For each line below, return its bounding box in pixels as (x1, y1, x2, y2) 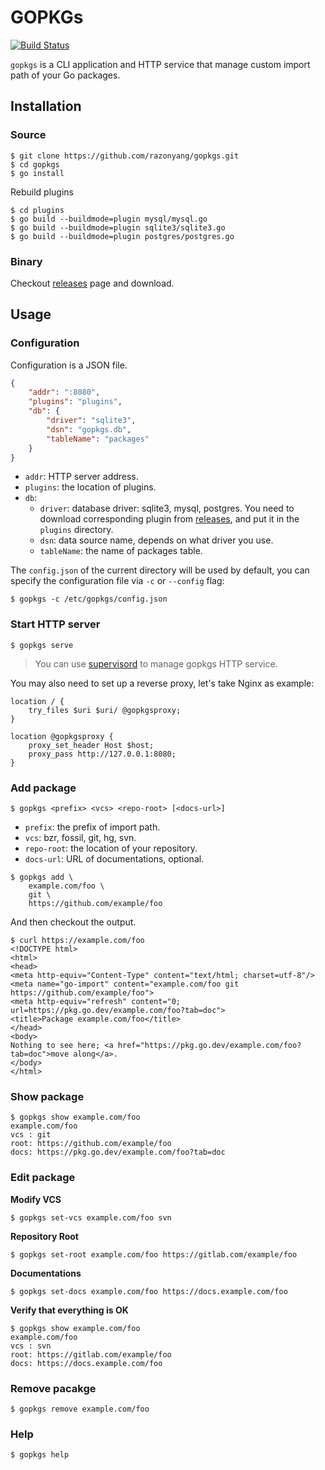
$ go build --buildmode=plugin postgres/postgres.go (10, 231, 235, 241)
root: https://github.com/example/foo (10, 1139, 172, 1149)
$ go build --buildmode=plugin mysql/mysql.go (10, 214, 208, 224)
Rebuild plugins (10, 186, 74, 198)
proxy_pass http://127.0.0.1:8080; (28, 749, 177, 759)
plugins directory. (39, 524, 114, 536)
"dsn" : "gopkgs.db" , (46, 424, 132, 435)
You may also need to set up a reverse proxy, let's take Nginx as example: (10, 677, 315, 689)
